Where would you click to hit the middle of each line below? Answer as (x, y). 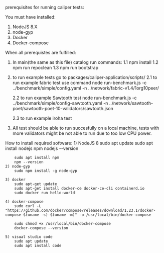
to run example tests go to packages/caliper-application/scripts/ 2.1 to (85, 77)
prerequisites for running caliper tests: (45, 7)
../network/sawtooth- (131, 103)
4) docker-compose (24, 202)
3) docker (16, 180)
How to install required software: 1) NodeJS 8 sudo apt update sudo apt (79, 143)
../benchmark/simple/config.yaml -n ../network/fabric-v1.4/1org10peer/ (86, 88)
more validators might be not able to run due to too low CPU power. (82, 133)
